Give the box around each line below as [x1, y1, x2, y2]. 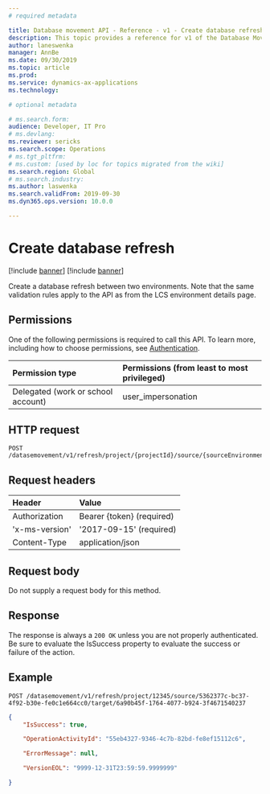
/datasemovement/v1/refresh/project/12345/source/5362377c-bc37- [26, 692, 250, 700]
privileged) [122, 372, 166, 383]
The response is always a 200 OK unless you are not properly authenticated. [8, 630, 259, 640]
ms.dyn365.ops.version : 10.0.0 [8, 198, 113, 206]
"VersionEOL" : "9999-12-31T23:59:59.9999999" [22, 764, 178, 772]
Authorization [12, 511, 63, 522]
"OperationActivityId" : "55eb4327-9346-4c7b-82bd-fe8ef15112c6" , [22, 735, 247, 743]
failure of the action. [8, 647, 76, 656]
